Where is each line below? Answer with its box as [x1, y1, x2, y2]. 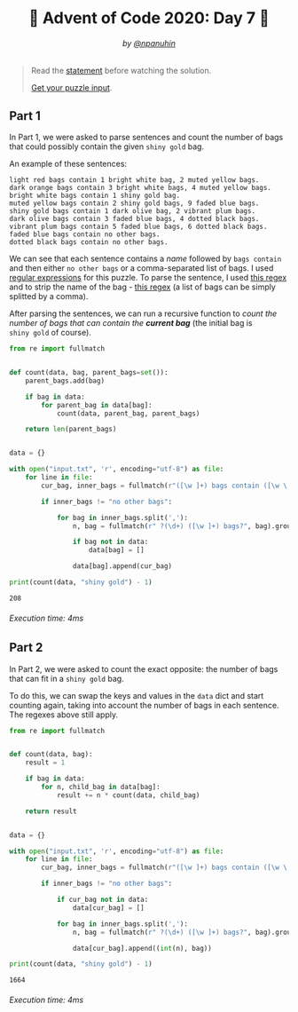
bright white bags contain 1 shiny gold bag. [9, 191, 180, 201]
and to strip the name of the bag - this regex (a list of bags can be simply [9, 281, 277, 292]
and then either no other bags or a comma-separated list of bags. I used [9, 263, 274, 273]
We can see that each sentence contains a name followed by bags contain [9, 253, 282, 265]
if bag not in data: [72, 537, 149, 547]
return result [25, 807, 77, 816]
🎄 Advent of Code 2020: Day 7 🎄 [27, 8, 271, 28]
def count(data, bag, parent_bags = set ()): [9, 368, 169, 377]
